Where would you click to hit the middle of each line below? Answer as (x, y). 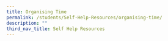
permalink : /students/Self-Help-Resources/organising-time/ (85, 17)
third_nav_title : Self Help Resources (56, 29)
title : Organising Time (37, 12)
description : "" (27, 23)
